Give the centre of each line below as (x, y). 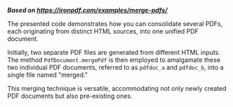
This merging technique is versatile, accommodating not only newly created (117, 88)
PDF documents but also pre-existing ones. (70, 96)
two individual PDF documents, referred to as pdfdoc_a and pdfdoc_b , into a (115, 67)
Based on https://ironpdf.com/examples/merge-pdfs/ (87, 10)
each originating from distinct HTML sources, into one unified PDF (103, 31)
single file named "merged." (47, 75)
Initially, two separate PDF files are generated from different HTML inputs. (114, 52)
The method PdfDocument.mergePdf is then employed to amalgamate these (114, 60)
